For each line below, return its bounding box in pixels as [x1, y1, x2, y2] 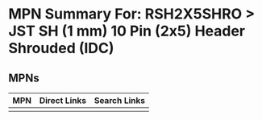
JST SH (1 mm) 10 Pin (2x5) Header [8, 22, 246, 40]
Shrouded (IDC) [8, 39, 114, 57]
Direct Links [39, 95, 87, 106]
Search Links [94, 95, 146, 106]
